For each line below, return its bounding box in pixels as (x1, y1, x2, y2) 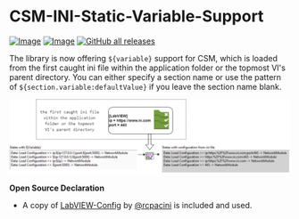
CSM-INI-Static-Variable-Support (9, 6, 264, 27)
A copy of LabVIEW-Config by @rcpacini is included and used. (21, 199, 253, 210)
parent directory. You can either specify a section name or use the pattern (9, 71, 282, 82)
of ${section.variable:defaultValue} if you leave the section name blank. (9, 81, 282, 92)
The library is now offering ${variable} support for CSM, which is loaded (9, 53, 278, 63)
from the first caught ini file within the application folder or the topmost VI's (9, 62, 286, 73)
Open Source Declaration (9, 182, 105, 193)
